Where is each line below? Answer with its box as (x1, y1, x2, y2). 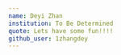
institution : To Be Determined (8, 19, 114, 27)
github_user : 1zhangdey (8, 34, 89, 43)
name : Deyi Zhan (8, 11, 63, 20)
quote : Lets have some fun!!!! (8, 27, 114, 35)
